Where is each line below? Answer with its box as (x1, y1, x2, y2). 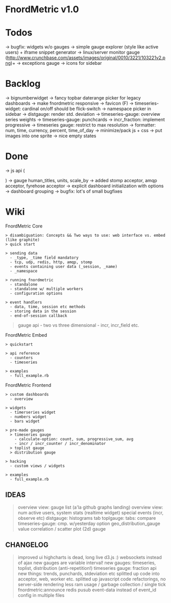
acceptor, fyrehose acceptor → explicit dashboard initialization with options (5, 183, 164, 189)
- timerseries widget (10, 410, 56, 415)
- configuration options (10, 291, 63, 296)
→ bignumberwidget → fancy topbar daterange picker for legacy (5, 95, 141, 101)
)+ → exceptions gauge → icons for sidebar (10, 60, 102, 66)
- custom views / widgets (10, 463, 65, 468)
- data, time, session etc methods (10, 304, 86, 309)
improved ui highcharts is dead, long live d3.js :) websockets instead (17, 554, 162, 560)
